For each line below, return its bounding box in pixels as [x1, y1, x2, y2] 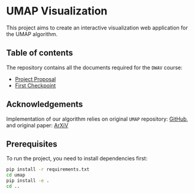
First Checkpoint [14, 82, 56, 89]
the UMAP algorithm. [6, 30, 58, 37]
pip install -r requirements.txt [6, 166, 90, 172]
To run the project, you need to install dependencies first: [6, 155, 148, 162]
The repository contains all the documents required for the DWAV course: [6, 64, 183, 71]
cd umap [6, 172, 26, 178]
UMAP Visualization [6, 4, 108, 18]
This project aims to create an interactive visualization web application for [6, 24, 189, 31]
